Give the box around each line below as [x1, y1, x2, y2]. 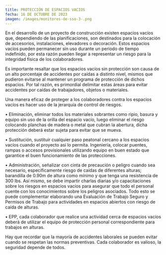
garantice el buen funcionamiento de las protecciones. [5, 153, 116, 158]
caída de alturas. [5, 204, 40, 210]
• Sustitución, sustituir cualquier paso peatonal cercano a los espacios [5, 137, 150, 143]
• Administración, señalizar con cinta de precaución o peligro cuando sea [5, 162, 155, 168]
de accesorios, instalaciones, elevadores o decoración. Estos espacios [5, 41, 150, 47]
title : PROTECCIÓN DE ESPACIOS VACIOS [5, 7, 85, 12]
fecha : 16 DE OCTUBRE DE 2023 [5, 12, 68, 17]
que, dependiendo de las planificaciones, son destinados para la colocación [5, 35, 161, 41]
